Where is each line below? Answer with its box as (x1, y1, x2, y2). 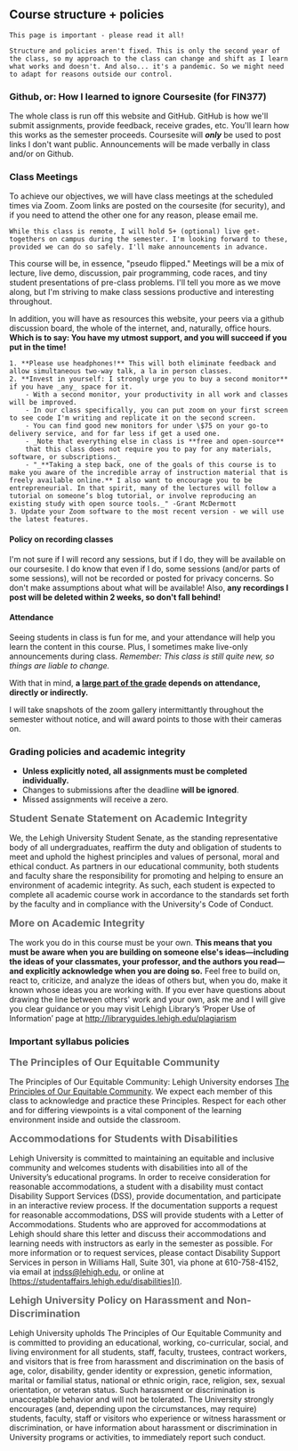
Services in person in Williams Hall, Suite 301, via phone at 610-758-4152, (9, 1257, 278, 1268)
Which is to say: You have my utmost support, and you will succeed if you (9, 332, 287, 343)
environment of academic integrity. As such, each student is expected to (9, 880, 276, 890)
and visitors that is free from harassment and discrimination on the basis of (9, 1357, 285, 1367)
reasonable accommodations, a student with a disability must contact (9, 1181, 264, 1193)
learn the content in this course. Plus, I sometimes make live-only (9, 641, 249, 652)
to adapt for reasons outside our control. (9, 70, 173, 78)
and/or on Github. (9, 149, 74, 160)
